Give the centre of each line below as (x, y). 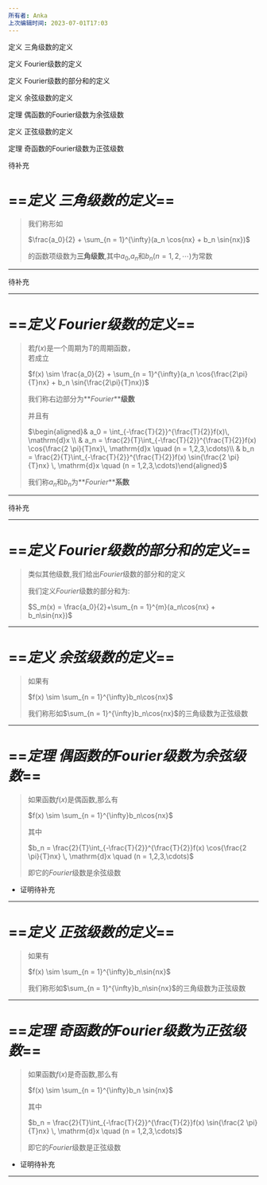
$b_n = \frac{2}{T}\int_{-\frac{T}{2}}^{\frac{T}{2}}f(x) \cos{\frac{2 (137, 847)
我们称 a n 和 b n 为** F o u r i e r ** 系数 (78, 483)
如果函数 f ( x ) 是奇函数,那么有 (73, 1074)
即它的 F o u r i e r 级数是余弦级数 (74, 872)
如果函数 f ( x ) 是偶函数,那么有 (73, 799)
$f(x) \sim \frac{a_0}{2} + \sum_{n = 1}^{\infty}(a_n (111, 374)
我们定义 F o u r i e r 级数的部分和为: (79, 591)
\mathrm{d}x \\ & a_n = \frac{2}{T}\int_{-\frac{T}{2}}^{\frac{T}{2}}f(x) (142, 440)
